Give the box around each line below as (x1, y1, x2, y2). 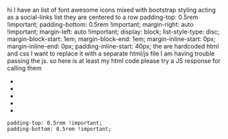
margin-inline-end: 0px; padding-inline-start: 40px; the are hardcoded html (7, 42, 219, 50)
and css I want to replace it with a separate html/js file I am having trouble (7, 49, 215, 58)
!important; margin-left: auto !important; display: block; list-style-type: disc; (7, 27, 220, 36)
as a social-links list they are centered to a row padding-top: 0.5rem (7, 13, 199, 21)
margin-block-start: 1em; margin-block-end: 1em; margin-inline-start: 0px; (7, 35, 216, 43)
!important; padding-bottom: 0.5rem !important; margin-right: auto (7, 21, 194, 28)
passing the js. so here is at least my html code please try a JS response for (7, 57, 221, 64)
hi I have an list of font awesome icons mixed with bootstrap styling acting (7, 6, 216, 14)
